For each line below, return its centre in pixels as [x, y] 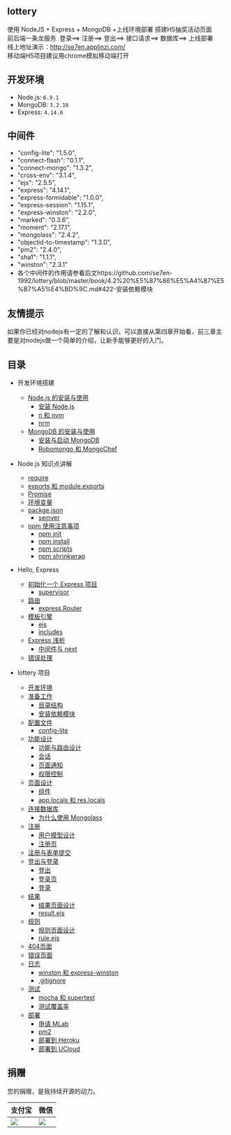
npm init [50, 534]
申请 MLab [53, 1024]
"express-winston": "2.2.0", [57, 212]
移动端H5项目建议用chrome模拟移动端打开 [68, 55]
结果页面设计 [57, 905]
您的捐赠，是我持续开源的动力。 [53, 1091]
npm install [54, 542]
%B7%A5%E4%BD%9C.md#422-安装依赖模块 [85, 289]
